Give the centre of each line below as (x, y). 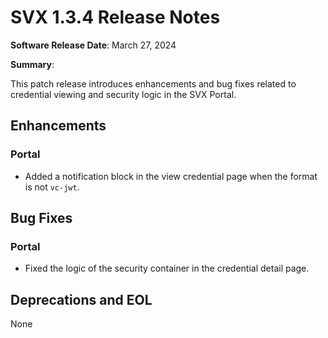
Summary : (32, 64)
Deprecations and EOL (81, 299)
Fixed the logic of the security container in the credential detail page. (167, 268)
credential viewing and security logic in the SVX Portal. (123, 94)
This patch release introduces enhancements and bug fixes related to (153, 83)
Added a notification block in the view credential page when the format (171, 176)
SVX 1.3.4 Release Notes (115, 17)
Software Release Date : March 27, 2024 (93, 45)
